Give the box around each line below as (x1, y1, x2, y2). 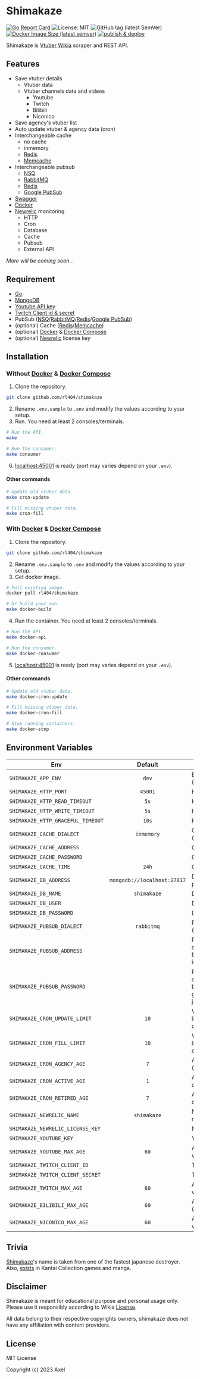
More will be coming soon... (6, 257, 74, 264)
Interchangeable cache (14, 132, 72, 139)
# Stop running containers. (6, 721, 76, 727)
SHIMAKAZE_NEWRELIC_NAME (9, 1112, 80, 1118)
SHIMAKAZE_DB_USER (9, 900, 61, 906)
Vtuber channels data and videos (23, 87, 105, 95)
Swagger (14, 195, 37, 202)
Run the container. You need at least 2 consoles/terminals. (14, 617, 158, 624)
